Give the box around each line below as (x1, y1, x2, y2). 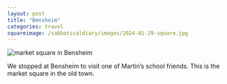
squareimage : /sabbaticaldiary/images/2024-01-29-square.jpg (7, 29, 189, 37)
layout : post (7, 10, 45, 17)
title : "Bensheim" (7, 17, 61, 24)
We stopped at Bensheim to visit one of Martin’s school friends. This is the (7, 62, 221, 70)
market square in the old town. (7, 69, 95, 78)
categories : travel (7, 23, 64, 30)
